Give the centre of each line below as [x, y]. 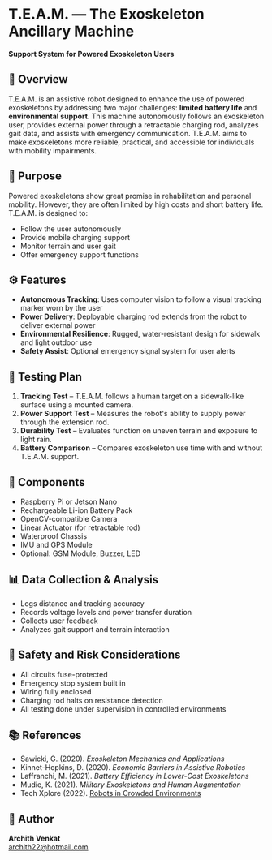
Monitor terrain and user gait [68, 246]
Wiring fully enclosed [56, 691]
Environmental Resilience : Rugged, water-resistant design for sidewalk [140, 334]
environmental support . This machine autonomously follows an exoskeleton [136, 116]
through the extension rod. [65, 422]
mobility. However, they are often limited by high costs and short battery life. [136, 204]
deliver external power [58, 325]
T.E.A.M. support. [50, 457]
